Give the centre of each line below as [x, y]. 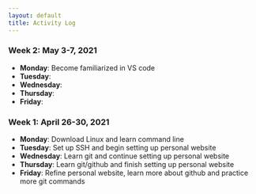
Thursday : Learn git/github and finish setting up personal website [127, 165]
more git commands [52, 181]
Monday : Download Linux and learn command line [102, 139]
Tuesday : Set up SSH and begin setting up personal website [118, 148]
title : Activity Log [42, 23]
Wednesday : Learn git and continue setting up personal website [124, 156]
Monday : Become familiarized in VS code [87, 67]
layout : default [35, 15]
